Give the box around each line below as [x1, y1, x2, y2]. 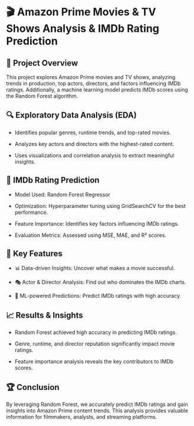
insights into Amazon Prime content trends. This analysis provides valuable [6, 407, 189, 414]
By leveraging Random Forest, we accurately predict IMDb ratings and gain [6, 401, 189, 408]
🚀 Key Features [6, 249, 63, 259]
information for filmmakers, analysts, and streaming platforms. [6, 414, 157, 421]
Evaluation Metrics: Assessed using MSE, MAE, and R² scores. [14, 232, 167, 239]
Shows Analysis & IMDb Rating [6, 22, 159, 35]
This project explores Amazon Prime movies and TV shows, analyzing [6, 74, 176, 80]
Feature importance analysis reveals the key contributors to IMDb [14, 358, 174, 365]
